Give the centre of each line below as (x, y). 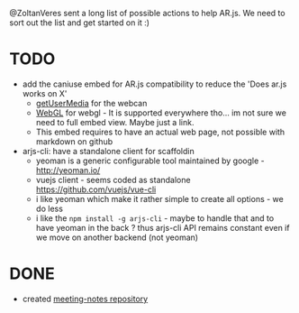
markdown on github (74, 141)
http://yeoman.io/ (68, 170)
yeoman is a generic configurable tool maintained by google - (150, 161)
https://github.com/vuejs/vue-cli (96, 189)
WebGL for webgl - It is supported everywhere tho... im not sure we (161, 113)
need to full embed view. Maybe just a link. (115, 122)
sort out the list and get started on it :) (80, 23)
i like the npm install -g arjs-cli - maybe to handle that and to (155, 218)
